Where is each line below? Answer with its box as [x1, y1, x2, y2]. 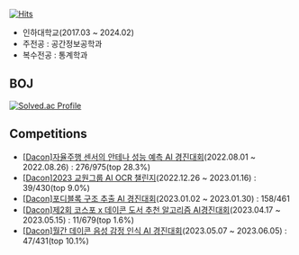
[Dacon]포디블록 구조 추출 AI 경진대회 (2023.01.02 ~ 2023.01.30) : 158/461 [22, 193, 290, 204]
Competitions [9, 126, 87, 141]
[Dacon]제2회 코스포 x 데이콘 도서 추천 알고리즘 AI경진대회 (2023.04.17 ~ [22, 204, 281, 215]
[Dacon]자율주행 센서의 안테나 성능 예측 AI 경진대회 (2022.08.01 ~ [22, 151, 257, 162]
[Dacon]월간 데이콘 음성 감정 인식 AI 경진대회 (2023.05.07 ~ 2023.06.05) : [22, 225, 287, 236]
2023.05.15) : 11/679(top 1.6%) [22, 214, 135, 225]
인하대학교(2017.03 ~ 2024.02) [22, 27, 135, 38]
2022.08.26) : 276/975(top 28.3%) [22, 161, 151, 172]
